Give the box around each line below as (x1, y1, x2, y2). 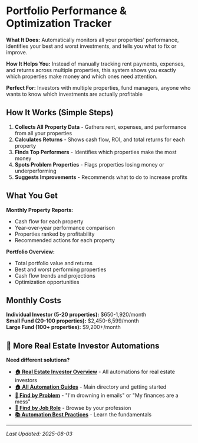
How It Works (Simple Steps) (6, 108, 114, 118)
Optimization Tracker (6, 17, 112, 30)
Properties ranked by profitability (14, 230, 95, 237)
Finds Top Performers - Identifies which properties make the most (14, 148, 177, 155)
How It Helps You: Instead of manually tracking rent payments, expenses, (6, 60, 185, 67)
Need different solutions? (6, 356, 70, 364)
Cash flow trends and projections (14, 272, 95, 279)
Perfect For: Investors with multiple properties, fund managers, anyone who (6, 84, 191, 91)
